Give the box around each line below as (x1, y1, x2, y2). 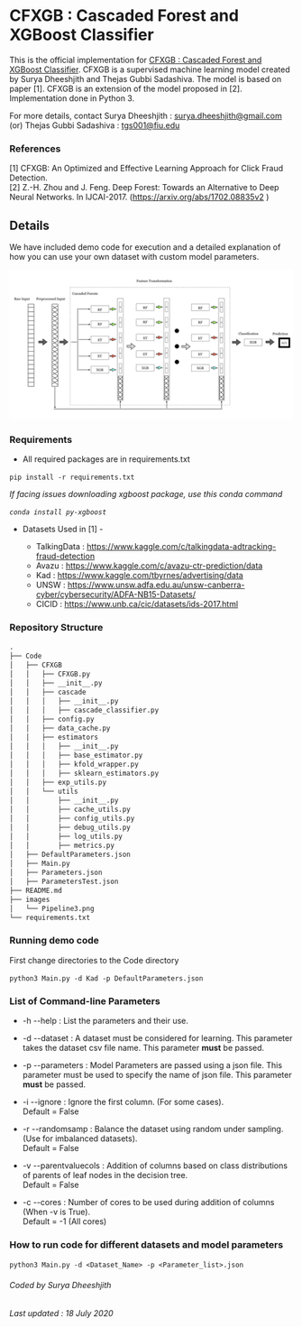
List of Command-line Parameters (9, 994, 160, 1007)
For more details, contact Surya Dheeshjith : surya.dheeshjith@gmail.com (9, 110, 282, 121)
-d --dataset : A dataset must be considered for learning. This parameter (22, 1033, 293, 1044)
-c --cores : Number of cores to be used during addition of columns (22, 1197, 275, 1208)
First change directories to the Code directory (9, 954, 179, 965)
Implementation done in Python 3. (9, 92, 135, 104)
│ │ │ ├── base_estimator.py (9, 751, 143, 760)
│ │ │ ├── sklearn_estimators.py (9, 769, 160, 779)
